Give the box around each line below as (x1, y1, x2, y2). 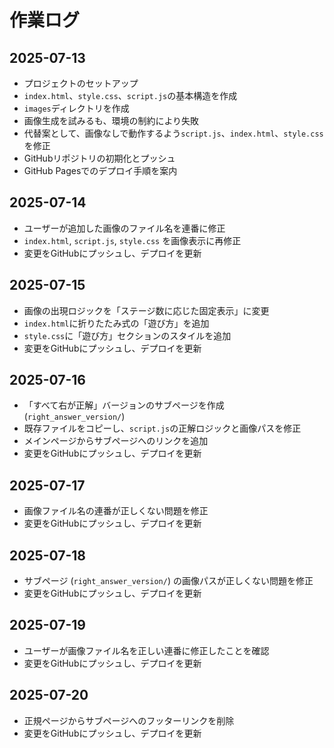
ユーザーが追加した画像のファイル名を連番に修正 (23, 222, 226, 234)
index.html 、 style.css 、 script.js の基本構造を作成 (23, 90, 238, 101)
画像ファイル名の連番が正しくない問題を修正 (23, 505, 209, 517)
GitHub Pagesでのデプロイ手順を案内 (23, 165, 178, 176)
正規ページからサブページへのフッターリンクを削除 (23, 714, 235, 726)
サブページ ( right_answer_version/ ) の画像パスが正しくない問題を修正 (23, 575, 314, 587)
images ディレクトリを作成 (23, 102, 130, 114)
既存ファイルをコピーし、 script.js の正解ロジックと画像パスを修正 (23, 422, 302, 435)
